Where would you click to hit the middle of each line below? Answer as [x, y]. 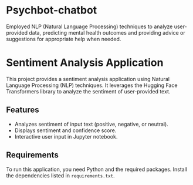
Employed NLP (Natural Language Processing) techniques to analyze [89, 26]
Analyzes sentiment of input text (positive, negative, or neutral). [91, 124]
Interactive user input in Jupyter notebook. [66, 136]
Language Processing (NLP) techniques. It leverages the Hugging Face [92, 85]
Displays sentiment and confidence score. [65, 130]
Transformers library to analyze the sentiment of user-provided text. [88, 91]
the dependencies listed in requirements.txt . [61, 175]
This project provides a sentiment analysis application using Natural [88, 79]
